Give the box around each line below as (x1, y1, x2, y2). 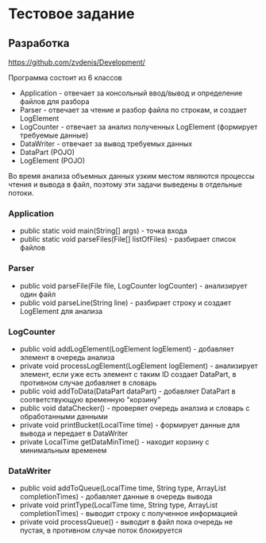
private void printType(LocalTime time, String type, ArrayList (19, 500, 218, 510)
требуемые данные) (19, 130, 89, 140)
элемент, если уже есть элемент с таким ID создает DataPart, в (19, 369, 237, 378)
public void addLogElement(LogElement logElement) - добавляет (19, 343, 234, 354)
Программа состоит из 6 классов (8, 73, 122, 82)
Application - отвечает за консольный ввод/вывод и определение (19, 88, 243, 98)
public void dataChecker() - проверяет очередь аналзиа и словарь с (19, 403, 250, 413)
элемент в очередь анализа (19, 352, 115, 362)
